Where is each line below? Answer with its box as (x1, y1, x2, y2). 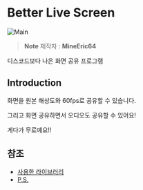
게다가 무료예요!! (7, 126, 52, 134)
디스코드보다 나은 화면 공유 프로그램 (7, 57, 104, 65)
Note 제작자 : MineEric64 (23, 41, 97, 50)
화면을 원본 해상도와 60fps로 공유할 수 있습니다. (7, 96, 137, 104)
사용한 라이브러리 (17, 167, 64, 175)
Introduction (7, 77, 62, 89)
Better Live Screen (7, 5, 115, 21)
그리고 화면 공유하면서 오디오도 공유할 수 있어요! (7, 111, 137, 119)
